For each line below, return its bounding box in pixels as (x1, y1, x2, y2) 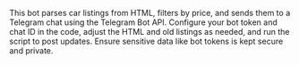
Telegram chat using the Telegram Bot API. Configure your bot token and (9, 17, 278, 28)
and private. (9, 45, 54, 56)
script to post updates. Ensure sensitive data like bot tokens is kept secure (9, 36, 284, 46)
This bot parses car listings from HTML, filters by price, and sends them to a (9, 8, 291, 18)
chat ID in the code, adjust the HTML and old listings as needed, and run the (9, 27, 290, 37)
